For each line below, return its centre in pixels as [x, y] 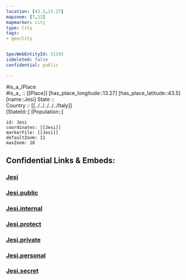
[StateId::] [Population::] [35, 111]
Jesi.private [23, 240]
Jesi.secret [22, 271]
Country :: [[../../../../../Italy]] [39, 105]
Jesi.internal [24, 208]
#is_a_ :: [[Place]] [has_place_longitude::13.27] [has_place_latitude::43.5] [93, 93]
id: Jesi [17, 122]
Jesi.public [22, 192]
